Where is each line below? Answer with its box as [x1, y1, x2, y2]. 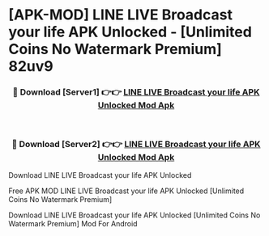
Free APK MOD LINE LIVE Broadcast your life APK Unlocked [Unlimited [8, 186, 245, 196]
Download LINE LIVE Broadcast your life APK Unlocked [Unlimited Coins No [8, 210, 261, 220]
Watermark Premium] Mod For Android [8, 218, 138, 228]
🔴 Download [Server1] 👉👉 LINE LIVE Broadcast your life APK [12, 86, 260, 98]
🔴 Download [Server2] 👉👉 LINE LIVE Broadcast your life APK [11, 139, 261, 150]
